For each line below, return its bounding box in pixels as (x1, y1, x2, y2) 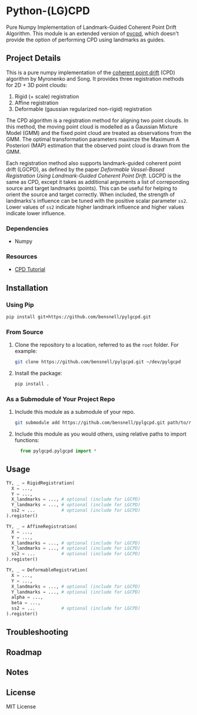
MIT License (6, 703, 36, 710)
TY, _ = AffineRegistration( (6, 523, 78, 529)
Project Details (6, 53, 61, 63)
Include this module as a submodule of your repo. (14, 408, 135, 416)
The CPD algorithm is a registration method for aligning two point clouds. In (6, 117, 189, 124)
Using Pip (6, 301, 34, 309)
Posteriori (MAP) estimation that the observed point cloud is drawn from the (6, 141, 190, 149)
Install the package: (14, 370, 63, 377)
